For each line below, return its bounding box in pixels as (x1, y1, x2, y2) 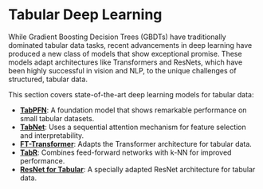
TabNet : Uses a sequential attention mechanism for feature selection (19, 122, 247, 132)
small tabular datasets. (19, 113, 95, 123)
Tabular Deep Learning (8, 6, 163, 24)
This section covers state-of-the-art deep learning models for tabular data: (8, 89, 254, 99)
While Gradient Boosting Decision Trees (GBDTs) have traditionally (8, 32, 226, 41)
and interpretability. (19, 130, 84, 140)
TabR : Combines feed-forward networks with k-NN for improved (19, 148, 232, 157)
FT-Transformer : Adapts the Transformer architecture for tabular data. (19, 139, 253, 148)
